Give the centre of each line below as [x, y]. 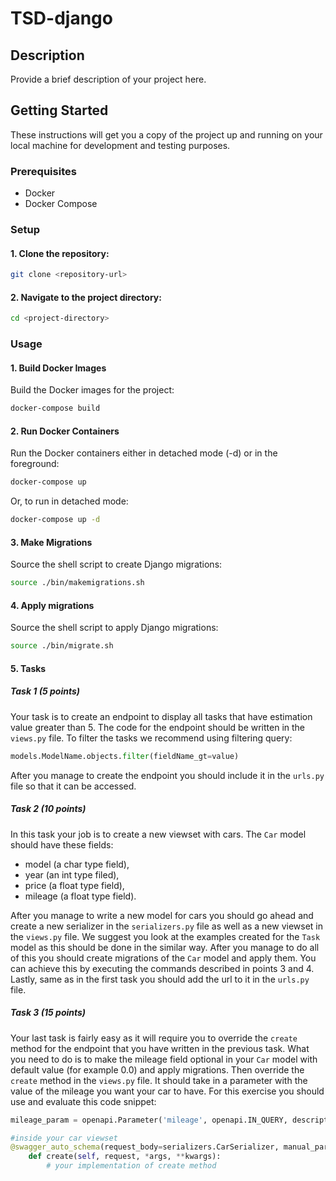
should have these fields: [62, 844]
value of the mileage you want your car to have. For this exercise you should [167, 1091]
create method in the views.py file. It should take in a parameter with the [159, 1080]
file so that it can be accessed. [73, 786]
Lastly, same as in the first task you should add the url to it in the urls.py [160, 979]
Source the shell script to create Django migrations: [116, 564]
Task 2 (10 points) [48, 809]
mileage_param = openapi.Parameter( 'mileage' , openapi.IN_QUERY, [149, 1120]
